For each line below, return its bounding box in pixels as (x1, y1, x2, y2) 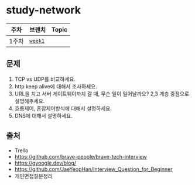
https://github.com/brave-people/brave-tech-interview (14, 153, 148, 160)
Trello (14, 147, 29, 154)
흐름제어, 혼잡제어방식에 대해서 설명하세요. (14, 105, 112, 112)
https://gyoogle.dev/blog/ (14, 159, 77, 166)
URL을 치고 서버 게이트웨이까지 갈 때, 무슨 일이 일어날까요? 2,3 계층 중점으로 (14, 90, 190, 97)
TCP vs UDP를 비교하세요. (14, 76, 76, 83)
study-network (6, 4, 81, 17)
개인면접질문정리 (14, 172, 53, 179)
